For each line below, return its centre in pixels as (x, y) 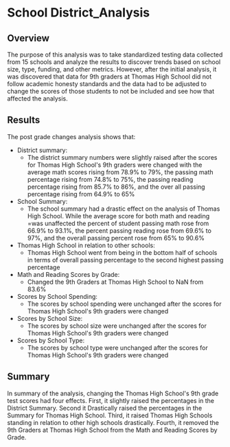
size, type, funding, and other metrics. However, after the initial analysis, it (112, 69)
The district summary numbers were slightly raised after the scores (122, 157)
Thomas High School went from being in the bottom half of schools (122, 252)
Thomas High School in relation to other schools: (86, 245)
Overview (28, 38)
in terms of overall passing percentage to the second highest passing (125, 260)
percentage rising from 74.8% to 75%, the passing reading (110, 179)
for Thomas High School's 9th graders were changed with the (115, 165)
